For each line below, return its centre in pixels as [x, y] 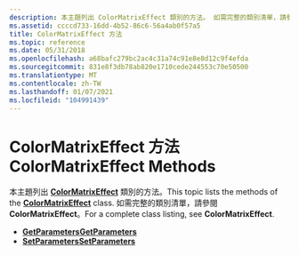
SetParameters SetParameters [79, 242]
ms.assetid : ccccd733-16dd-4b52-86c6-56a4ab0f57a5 [105, 26]
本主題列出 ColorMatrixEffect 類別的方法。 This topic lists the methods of [144, 192]
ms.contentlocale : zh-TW [55, 84]
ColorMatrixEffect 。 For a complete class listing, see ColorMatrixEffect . [142, 214]
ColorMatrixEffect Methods [113, 166]
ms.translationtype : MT [53, 76]
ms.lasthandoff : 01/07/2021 [61, 92]
